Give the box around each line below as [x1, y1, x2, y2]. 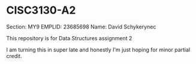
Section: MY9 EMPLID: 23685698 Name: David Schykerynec [6, 23, 156, 30]
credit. [6, 52, 22, 59]
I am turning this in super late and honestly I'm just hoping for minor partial [6, 46, 191, 53]
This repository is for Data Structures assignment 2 [6, 34, 132, 41]
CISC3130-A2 [6, 4, 76, 17]
